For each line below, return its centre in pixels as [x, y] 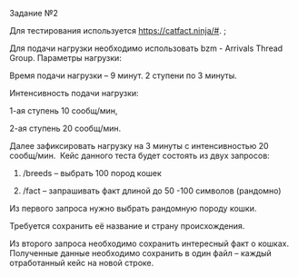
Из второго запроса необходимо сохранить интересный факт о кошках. [149, 243]
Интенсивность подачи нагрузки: [74, 93]
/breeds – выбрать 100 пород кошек [92, 173]
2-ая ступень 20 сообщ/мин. [65, 128]
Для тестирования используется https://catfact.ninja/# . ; [118, 30]
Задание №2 [34, 13]
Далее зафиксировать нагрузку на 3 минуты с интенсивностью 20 [139, 146]
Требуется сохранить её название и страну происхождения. [127, 226]
